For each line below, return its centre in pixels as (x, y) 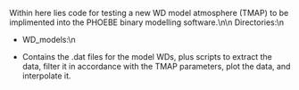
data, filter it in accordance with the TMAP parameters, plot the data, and (156, 66)
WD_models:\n (49, 40)
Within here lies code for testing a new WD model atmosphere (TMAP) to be (149, 13)
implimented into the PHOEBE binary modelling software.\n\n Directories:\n (146, 22)
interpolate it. (46, 76)
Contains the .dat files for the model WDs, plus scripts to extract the (147, 57)
